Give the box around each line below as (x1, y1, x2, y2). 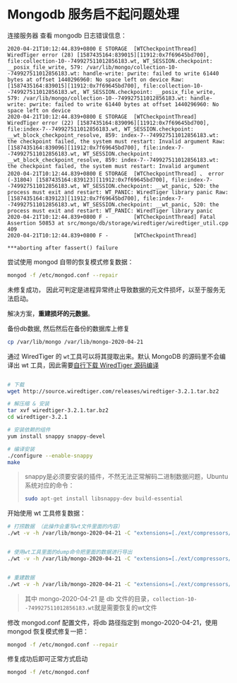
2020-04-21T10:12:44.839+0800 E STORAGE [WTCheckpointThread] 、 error (7, 170, 224, 177)
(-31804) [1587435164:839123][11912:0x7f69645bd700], (7, 176, 169, 184)
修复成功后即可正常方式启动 (7, 655, 88, 663)
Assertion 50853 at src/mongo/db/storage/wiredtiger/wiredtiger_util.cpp (7, 220, 229, 227)
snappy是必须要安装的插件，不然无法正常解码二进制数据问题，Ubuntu (24, 473, 229, 481)
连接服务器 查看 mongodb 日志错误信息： (7, 31, 127, 40)
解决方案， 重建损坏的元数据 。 (7, 309, 94, 318)
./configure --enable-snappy (7, 452, 93, 459)
